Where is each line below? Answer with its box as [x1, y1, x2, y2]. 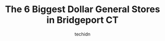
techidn [74, 31, 91, 37]
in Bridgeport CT [46, 14, 119, 26]
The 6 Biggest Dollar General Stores [5, 4, 160, 15]
